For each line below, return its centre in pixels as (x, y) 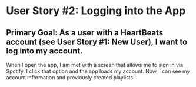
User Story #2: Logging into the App (96, 11)
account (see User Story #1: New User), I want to (97, 41)
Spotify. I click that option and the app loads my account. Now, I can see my (98, 71)
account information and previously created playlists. (70, 77)
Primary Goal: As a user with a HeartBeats (85, 33)
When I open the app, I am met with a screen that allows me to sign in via (95, 65)
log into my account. (44, 51)
